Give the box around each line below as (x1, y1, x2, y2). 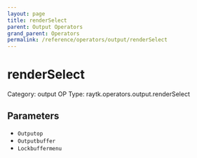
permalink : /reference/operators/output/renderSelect (7, 37, 168, 44)
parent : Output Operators (7, 23, 83, 30)
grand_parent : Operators (7, 29, 80, 37)
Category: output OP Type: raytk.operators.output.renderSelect (7, 90, 191, 98)
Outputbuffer (17, 138, 56, 145)
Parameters (7, 110, 60, 122)
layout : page (7, 10, 46, 18)
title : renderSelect (7, 17, 68, 24)
